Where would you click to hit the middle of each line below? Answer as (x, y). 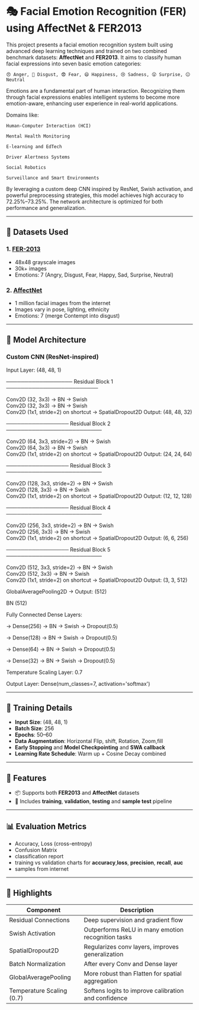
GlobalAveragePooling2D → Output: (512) (57, 591)
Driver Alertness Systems (38, 157)
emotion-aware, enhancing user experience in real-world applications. (92, 103)
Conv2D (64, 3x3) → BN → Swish (47, 447)
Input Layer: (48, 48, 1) (34, 370)
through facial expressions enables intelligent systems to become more (93, 97)
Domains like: (23, 115)
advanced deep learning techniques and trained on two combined (87, 51)
